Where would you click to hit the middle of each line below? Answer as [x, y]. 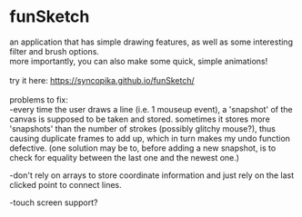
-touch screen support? [54, 202]
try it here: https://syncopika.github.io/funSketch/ [102, 80]
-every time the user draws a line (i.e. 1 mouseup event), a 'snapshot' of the [151, 109]
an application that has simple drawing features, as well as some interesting [151, 42]
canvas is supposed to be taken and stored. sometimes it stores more [140, 119]
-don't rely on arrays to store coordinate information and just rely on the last [152, 175]
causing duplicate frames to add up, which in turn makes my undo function [150, 138]
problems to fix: [39, 99]
